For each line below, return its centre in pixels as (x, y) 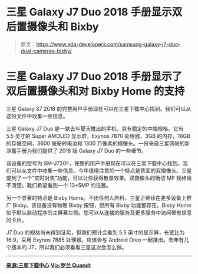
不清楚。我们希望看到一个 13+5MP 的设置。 (59, 185)
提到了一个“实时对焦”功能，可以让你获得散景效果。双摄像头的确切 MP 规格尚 (99, 178)
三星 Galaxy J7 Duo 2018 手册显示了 (94, 77)
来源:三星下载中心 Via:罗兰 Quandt (49, 265)
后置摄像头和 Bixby (52, 27)
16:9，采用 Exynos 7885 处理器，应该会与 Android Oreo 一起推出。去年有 (95, 240)
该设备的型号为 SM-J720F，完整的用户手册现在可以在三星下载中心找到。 (94, 163)
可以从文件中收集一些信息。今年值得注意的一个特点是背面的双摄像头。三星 (101, 170)
